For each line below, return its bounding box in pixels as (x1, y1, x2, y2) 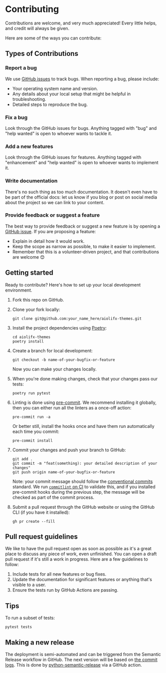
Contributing (5, 3, 59, 15)
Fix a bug (5, 114, 28, 121)
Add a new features (5, 143, 54, 150)
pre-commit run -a (12, 414, 51, 419)
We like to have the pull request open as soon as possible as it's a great (5, 546, 152, 552)
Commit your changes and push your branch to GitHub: (12, 447, 126, 453)
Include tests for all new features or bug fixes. (12, 571, 107, 577)
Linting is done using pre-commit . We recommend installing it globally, (12, 399, 157, 405)
